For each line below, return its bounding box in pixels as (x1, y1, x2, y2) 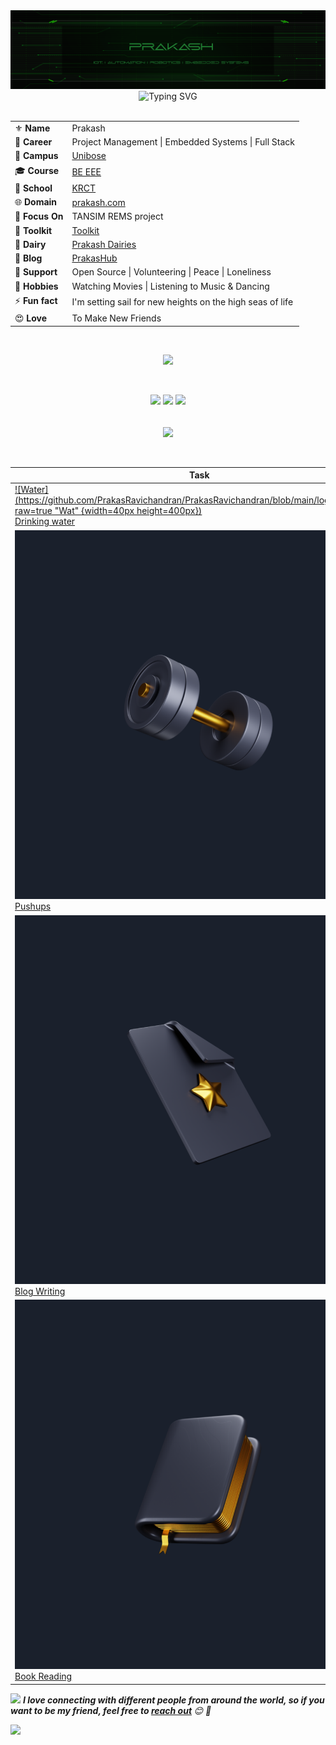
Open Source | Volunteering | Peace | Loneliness (71, 266, 272, 278)
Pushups (14, 900, 52, 913)
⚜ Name (14, 122, 51, 134)
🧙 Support (14, 266, 58, 278)
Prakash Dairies (71, 238, 137, 250)
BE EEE (71, 166, 102, 178)
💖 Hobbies (14, 280, 59, 292)
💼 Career (14, 136, 53, 148)
